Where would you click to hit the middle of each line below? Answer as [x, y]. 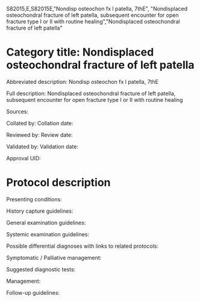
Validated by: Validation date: [42, 146]
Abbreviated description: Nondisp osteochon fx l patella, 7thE [82, 81]
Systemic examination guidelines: [48, 234]
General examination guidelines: [46, 222]
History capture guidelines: [40, 211]
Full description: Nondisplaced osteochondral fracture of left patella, [91, 93]
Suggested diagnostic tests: [41, 269]
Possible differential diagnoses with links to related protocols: [82, 246]
